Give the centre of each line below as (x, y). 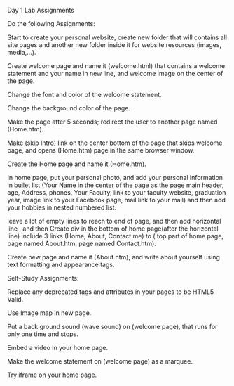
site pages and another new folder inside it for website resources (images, (115, 45)
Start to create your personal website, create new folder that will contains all (117, 37)
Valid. (15, 299)
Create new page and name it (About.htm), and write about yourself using (114, 257)
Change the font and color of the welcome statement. (85, 95)
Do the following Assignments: (51, 24)
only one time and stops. (43, 334)
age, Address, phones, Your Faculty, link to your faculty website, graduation (117, 192)
